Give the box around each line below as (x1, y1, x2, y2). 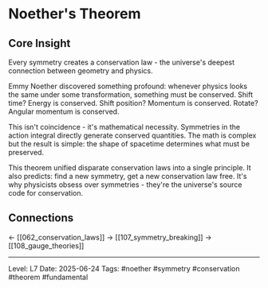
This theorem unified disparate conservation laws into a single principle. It (8, 163, 251, 172)
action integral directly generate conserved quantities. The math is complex (8, 130, 257, 140)
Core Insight (8, 37, 71, 50)
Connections (8, 212, 74, 225)
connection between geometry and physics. (8, 66, 153, 76)
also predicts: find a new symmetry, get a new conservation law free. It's (8, 172, 247, 181)
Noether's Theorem (8, 5, 141, 23)
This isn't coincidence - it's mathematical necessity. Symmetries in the (8, 123, 241, 131)
